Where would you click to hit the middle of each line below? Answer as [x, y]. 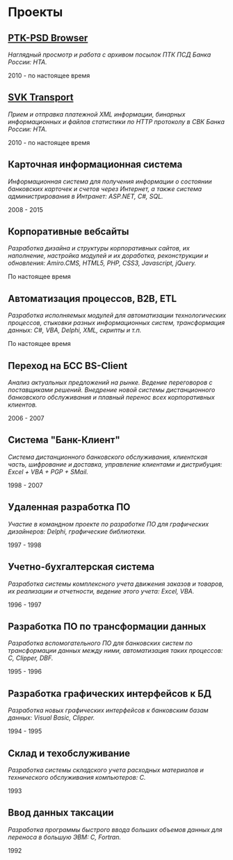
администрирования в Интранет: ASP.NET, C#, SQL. [86, 196]
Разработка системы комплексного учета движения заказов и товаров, [116, 584]
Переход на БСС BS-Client [68, 366]
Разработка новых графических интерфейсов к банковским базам [108, 710]
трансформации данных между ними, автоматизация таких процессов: [115, 651]
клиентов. [23, 405]
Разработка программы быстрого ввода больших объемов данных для [115, 829]
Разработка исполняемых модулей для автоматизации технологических [117, 315]
